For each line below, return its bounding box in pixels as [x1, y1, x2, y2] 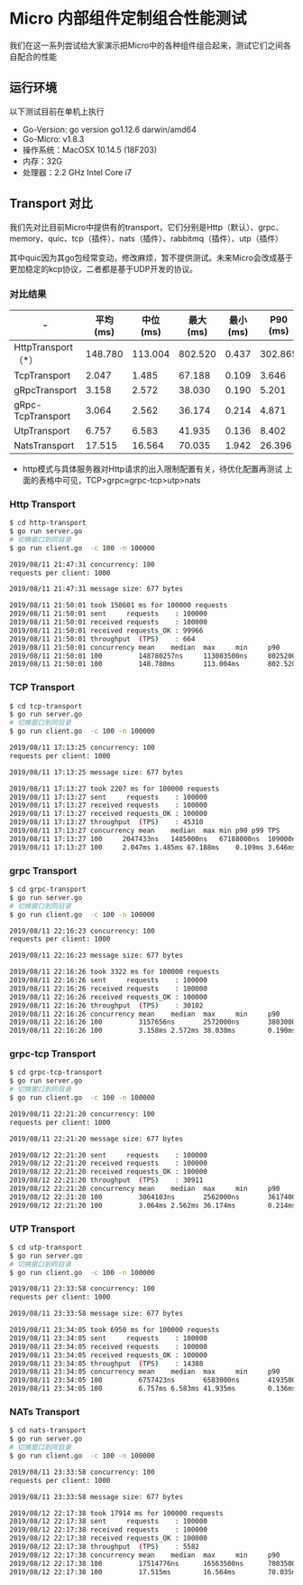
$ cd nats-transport [9, 1426, 87, 1435]
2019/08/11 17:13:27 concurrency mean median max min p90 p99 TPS [9, 826, 280, 836]
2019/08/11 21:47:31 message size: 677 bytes [9, 585, 183, 594]
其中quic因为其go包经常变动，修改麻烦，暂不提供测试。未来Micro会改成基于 [9, 252, 293, 263]
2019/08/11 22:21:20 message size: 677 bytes [9, 1134, 183, 1143]
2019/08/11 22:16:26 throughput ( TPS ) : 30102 [9, 1000, 204, 1010]
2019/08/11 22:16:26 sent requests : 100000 [9, 976, 207, 985]
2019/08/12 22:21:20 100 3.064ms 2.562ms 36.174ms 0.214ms [9, 1201, 297, 1210]
